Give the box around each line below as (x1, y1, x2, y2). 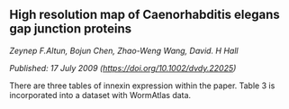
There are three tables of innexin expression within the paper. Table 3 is (9, 80, 275, 91)
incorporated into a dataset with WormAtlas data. (9, 89, 192, 100)
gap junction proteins (9, 22, 132, 37)
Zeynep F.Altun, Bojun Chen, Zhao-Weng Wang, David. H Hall (9, 45, 239, 56)
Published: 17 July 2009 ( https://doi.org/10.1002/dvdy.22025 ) (9, 62, 237, 73)
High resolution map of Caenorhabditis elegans (9, 7, 281, 23)
